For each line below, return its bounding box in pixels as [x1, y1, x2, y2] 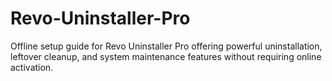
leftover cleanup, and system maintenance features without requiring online [10, 50, 322, 62]
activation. [10, 61, 54, 73]
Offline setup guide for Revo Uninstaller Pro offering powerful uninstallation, [10, 40, 323, 52]
